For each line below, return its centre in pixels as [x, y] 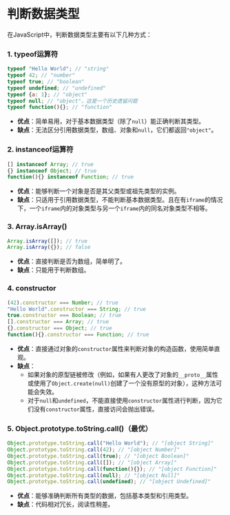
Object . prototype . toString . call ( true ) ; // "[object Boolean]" [98, 456]
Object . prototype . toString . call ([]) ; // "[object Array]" [92, 463]
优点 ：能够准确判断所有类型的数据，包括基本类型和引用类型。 [105, 496]
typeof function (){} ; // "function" [60, 108]
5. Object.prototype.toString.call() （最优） [80, 428]
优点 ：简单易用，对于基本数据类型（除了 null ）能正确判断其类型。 [111, 121]
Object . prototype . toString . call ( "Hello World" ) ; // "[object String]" [111, 443]
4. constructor [32, 288]
